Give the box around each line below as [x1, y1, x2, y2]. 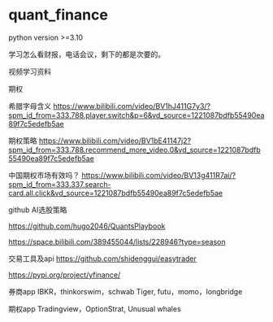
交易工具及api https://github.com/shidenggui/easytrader [8, 254, 197, 263]
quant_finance [8, 6, 108, 24]
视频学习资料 [8, 67, 51, 76]
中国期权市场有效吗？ [8, 170, 80, 180]
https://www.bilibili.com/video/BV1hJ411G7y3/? [52, 101, 211, 111]
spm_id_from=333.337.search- [8, 179, 111, 189]
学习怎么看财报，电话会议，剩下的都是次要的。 [8, 49, 165, 59]
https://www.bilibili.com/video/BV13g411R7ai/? [80, 170, 236, 180]
